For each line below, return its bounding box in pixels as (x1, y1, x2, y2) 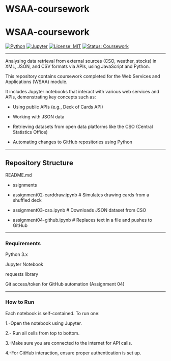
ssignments (12, 182, 37, 188)
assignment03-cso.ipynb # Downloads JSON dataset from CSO (12, 207, 147, 213)
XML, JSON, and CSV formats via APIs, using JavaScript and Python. (5, 63, 150, 69)
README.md (5, 172, 32, 178)
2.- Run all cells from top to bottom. (5, 330, 80, 336)
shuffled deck (12, 197, 42, 203)
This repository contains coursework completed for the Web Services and (5, 73, 160, 80)
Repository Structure (5, 159, 74, 167)
